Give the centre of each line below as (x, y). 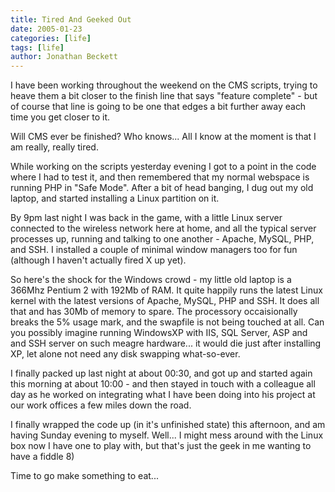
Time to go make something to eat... (84, 476)
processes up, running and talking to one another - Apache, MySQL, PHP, (162, 239)
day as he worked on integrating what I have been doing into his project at (163, 395)
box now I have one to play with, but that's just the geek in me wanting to (161, 446)
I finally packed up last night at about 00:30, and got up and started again (161, 373)
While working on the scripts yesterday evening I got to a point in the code (163, 167)
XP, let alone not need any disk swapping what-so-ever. (125, 354)
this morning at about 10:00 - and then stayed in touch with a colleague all (163, 384)
